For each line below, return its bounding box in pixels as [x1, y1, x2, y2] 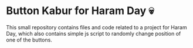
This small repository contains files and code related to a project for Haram [6, 23, 187, 30]
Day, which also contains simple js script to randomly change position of [6, 30, 181, 37]
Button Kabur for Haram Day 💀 [6, 4, 154, 18]
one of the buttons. [6, 36, 53, 43]
